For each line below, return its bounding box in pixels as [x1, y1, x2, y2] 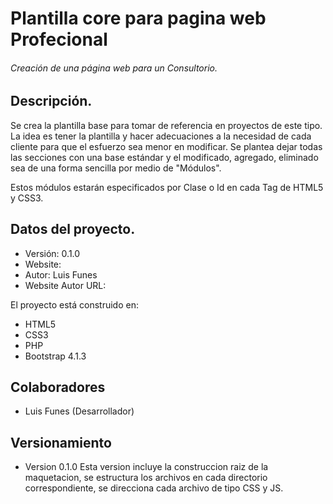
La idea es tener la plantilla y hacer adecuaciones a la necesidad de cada [10, 130, 312, 142]
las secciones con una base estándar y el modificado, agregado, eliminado [10, 151, 319, 163]
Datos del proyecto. [10, 221, 136, 238]
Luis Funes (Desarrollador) [24, 405, 135, 417]
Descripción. [10, 93, 93, 110]
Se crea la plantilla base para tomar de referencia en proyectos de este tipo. [10, 119, 323, 131]
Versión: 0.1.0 [24, 247, 81, 259]
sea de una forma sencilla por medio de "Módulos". [10, 162, 222, 174]
